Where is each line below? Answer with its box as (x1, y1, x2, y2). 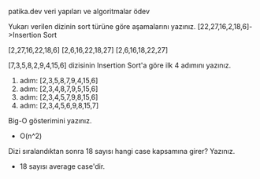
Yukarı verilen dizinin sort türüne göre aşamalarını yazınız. (8, 22, 196, 31)
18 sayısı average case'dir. (19, 162, 106, 171)
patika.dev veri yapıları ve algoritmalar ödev (8, 7, 150, 16)
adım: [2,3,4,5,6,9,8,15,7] (19, 101, 99, 110)
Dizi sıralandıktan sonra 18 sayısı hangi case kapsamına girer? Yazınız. (8, 147, 236, 155)
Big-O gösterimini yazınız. (8, 116, 92, 125)
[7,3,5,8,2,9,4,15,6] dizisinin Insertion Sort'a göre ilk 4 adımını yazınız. (8, 60, 232, 70)
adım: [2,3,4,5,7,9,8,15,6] (19, 93, 98, 101)
